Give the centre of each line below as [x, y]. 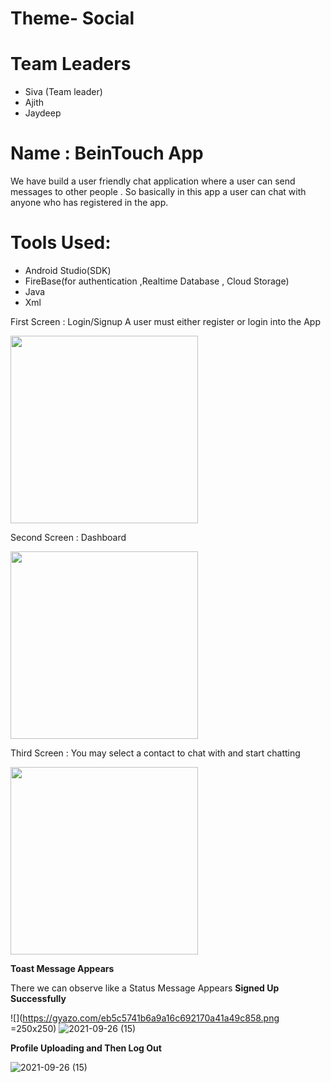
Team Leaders [71, 64]
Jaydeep [43, 113]
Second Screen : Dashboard [68, 537]
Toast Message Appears [62, 968]
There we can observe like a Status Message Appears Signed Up [145, 988]
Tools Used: [61, 243]
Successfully [38, 998]
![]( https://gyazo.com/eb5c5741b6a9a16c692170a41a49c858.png [145, 1018]
